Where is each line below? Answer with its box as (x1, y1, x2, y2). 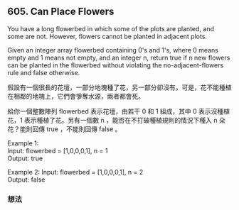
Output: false (7, 175, 46, 184)
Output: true (7, 154, 43, 162)
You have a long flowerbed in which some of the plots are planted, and (7, 24, 215, 33)
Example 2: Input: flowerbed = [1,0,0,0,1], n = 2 (7, 167, 144, 176)
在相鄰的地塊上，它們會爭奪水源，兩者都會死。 (7, 92, 144, 100)
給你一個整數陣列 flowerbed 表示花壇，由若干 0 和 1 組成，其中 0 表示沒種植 (7, 106, 230, 116)
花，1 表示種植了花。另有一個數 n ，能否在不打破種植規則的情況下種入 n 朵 (7, 116, 225, 124)
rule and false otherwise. (7, 68, 80, 77)
